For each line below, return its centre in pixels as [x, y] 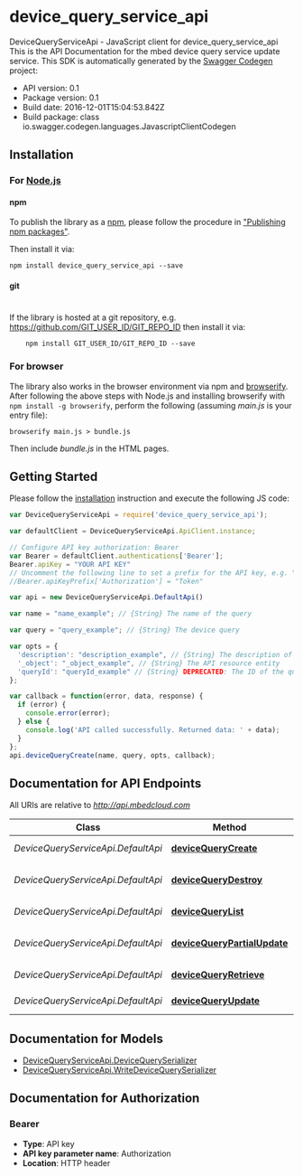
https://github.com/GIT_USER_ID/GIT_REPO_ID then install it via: [128, 327]
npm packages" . [40, 231]
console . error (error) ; [68, 713]
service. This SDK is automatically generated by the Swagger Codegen [141, 61]
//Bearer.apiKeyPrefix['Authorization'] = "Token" [106, 581]
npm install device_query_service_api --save [96, 266]
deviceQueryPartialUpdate [230, 944]
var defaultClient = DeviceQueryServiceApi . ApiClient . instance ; [133, 532]
